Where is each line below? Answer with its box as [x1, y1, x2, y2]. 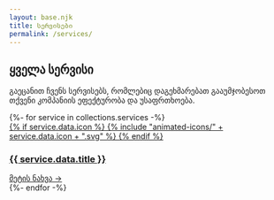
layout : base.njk [9, 12, 73, 22]
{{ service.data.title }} [9, 153, 106, 165]
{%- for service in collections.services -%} [9, 112, 165, 123]
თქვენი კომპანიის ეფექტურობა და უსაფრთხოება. [9, 95, 195, 106]
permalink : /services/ [9, 29, 93, 38]
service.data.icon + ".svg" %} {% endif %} [9, 131, 164, 142]
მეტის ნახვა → [9, 173, 63, 184]
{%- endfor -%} [9, 182, 67, 193]
